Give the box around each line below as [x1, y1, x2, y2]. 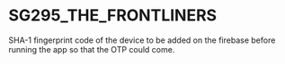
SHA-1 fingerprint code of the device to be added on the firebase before [8, 35, 276, 45]
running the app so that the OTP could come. [8, 44, 175, 54]
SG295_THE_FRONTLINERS [8, 5, 218, 26]
